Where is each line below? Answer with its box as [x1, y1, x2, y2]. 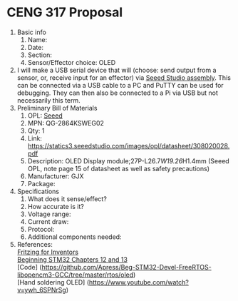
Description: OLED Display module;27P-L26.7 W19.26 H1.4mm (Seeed [27, 156, 229, 165]
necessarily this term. [16, 96, 81, 104]
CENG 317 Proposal [6, 4, 123, 21]
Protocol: [27, 225, 55, 233]
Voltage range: [27, 210, 71, 218]
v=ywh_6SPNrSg [16, 285, 67, 294]
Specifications [16, 187, 60, 195]
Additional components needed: [27, 233, 122, 241]
